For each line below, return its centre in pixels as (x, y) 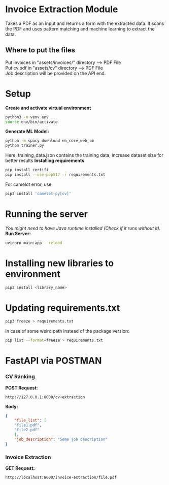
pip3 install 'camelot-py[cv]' (38, 193)
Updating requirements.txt (63, 308)
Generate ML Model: (27, 132)
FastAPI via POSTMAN (54, 361)
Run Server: (18, 233)
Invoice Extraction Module (62, 9)
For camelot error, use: (29, 184)
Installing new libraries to (60, 263)
